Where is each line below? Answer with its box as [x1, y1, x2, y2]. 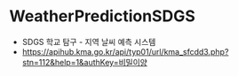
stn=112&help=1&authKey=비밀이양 [21, 57, 148, 67]
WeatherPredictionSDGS [9, 6, 195, 27]
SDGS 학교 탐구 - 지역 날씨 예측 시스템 [21, 36, 156, 47]
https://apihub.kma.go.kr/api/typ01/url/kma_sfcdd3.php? [21, 46, 229, 57]
